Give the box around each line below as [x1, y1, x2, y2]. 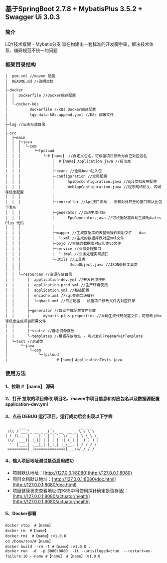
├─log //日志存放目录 [5, 122, 46, 127]
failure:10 [5, 554, 28, 559]
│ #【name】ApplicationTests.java [5, 357, 122, 362]
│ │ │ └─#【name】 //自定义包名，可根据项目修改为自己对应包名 [5, 153, 147, 158]
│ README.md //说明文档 [5, 79, 54, 84]
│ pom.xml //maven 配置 [5, 73, 55, 78]
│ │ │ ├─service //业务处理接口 [5, 246, 101, 251]
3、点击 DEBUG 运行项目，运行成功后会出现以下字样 [5, 413, 113, 419]
